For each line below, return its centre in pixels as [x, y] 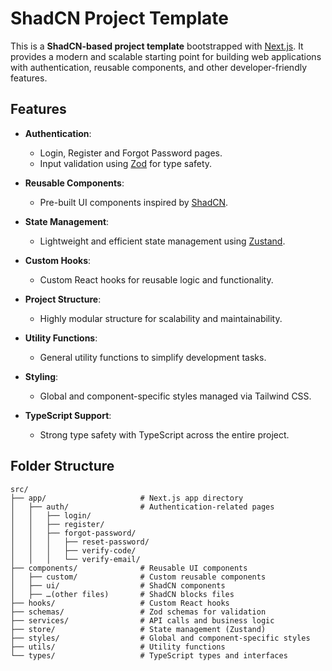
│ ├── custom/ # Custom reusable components [138, 577]
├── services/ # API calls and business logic [142, 620]
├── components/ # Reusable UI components [129, 568]
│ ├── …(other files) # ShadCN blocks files [122, 594]
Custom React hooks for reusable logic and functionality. [156, 279]
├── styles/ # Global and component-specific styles [160, 638]
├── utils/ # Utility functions [118, 647]
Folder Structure [62, 466]
